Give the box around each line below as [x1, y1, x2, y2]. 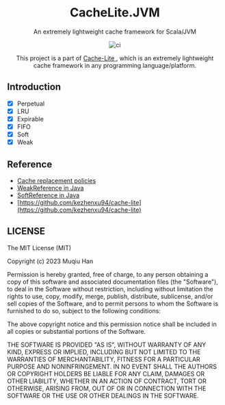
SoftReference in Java [16, 191, 80, 199]
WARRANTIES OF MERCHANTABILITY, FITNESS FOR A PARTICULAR [7, 355, 200, 363]
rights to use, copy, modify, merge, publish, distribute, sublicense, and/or [7, 292, 213, 300]
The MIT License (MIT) [7, 243, 72, 251]
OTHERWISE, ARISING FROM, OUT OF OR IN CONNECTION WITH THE [7, 384, 207, 392]
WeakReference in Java [16, 184, 84, 192]
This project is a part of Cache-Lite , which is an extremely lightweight [16, 53, 214, 62]
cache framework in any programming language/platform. [33, 61, 197, 69]
